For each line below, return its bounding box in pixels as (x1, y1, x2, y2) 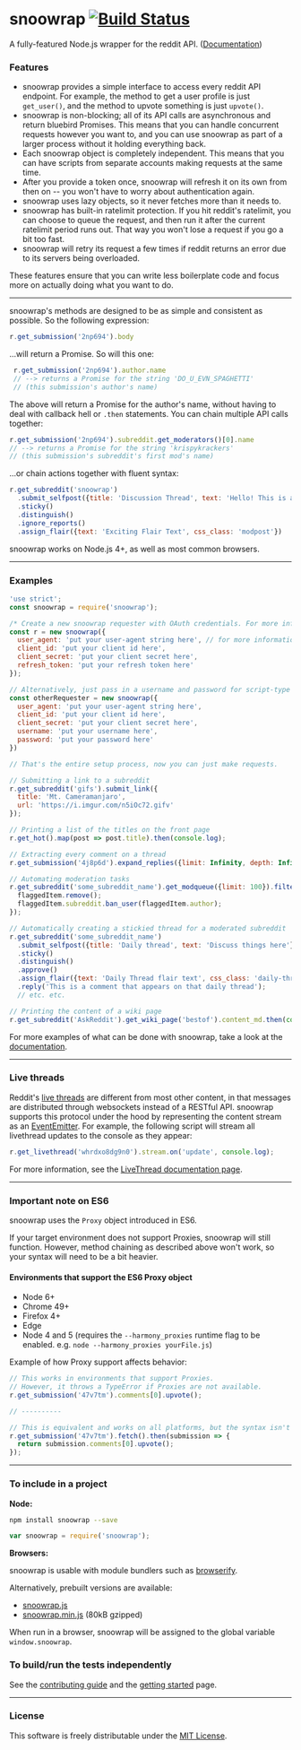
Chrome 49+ (21, 1301, 70, 1312)
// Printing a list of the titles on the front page (9, 826, 211, 835)
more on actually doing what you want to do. (9, 280, 174, 290)
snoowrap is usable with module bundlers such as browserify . (9, 1565, 238, 1576)
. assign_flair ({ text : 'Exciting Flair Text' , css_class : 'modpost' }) (17, 527, 282, 536)
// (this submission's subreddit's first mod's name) (9, 452, 215, 461)
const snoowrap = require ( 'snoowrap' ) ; (9, 602, 159, 611)
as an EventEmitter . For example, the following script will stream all (9, 1121, 255, 1131)
